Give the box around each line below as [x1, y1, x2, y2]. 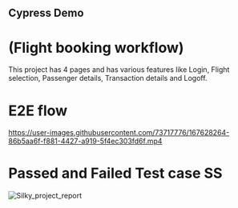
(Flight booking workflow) [8, 38, 184, 57]
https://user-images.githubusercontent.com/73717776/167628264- [8, 128, 230, 138]
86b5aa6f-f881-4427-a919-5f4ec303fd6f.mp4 [8, 136, 163, 146]
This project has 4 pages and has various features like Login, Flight [8, 65, 230, 74]
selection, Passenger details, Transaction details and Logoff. [8, 74, 208, 83]
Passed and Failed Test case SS [8, 164, 223, 182]
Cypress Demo [8, 6, 84, 20]
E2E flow [8, 102, 68, 119]
